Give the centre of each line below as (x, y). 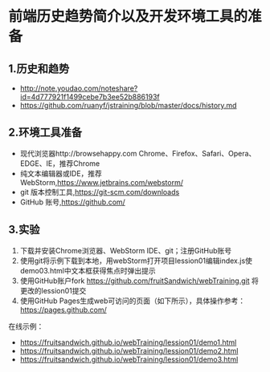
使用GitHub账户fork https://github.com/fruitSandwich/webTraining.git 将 (139, 281)
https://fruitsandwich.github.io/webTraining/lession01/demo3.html (129, 359)
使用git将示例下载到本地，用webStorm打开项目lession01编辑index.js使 (136, 261)
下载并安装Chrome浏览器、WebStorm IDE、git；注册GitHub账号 (125, 250)
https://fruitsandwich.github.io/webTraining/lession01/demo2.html (129, 350)
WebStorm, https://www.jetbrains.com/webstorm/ (101, 182)
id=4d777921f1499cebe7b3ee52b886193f (90, 97)
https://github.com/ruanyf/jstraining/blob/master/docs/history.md (128, 105)
